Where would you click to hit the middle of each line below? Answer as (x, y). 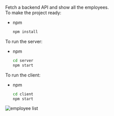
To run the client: (23, 75)
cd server (23, 60)
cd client (23, 94)
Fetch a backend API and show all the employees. (57, 7)
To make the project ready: (33, 13)
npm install (25, 32)
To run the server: (24, 41)
